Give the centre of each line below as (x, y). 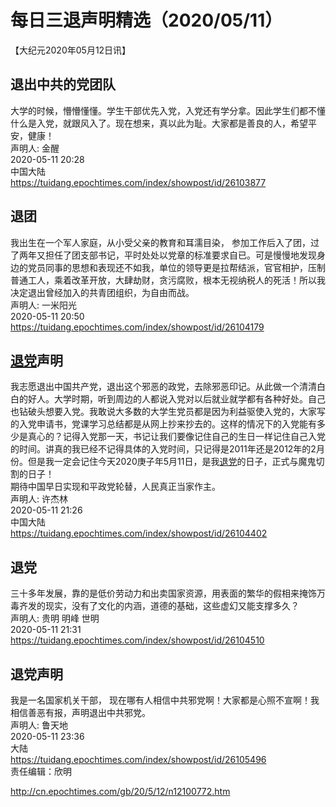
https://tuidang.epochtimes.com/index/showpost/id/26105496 (138, 759)
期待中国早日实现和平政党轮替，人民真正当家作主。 (115, 487)
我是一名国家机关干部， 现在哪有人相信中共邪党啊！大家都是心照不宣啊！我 (165, 700)
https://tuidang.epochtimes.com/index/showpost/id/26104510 (137, 640)
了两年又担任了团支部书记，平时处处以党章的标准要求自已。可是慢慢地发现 (163, 255)
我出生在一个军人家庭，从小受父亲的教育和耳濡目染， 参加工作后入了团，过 (165, 242)
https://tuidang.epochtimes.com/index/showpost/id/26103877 (138, 182)
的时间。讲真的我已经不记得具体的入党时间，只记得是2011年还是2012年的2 (163, 449)
